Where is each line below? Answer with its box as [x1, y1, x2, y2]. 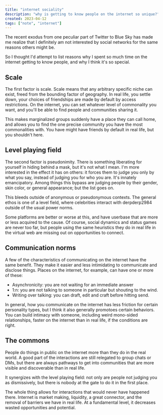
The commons [5, 336, 49, 345]
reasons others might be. [5, 44, 55, 50]
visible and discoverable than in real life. [5, 365, 85, 371]
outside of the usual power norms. [5, 204, 74, 210]
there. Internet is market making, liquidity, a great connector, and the [5, 394, 142, 400]
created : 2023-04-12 [5, 16, 47, 21]
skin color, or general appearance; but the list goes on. [5, 185, 114, 191]
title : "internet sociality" [5, 7, 64, 12]
